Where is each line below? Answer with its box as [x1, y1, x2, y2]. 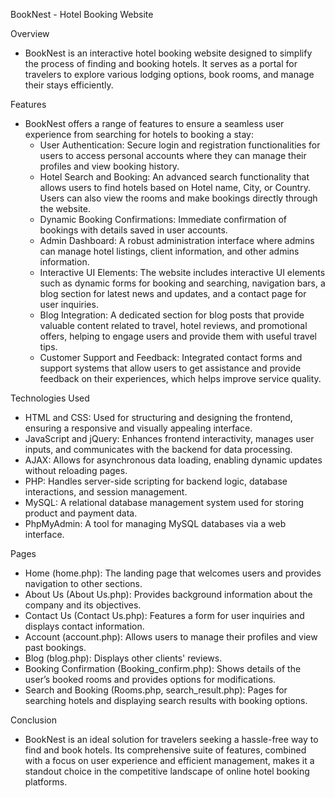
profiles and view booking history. [39, 160, 180, 172]
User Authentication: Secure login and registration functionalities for [39, 139, 321, 151]
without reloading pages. [24, 465, 128, 476]
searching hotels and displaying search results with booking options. [24, 695, 308, 706]
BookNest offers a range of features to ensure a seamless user [24, 118, 285, 129]
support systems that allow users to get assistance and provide [39, 362, 302, 374]
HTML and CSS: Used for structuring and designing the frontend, [24, 412, 293, 423]
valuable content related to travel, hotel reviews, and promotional [39, 320, 308, 331]
